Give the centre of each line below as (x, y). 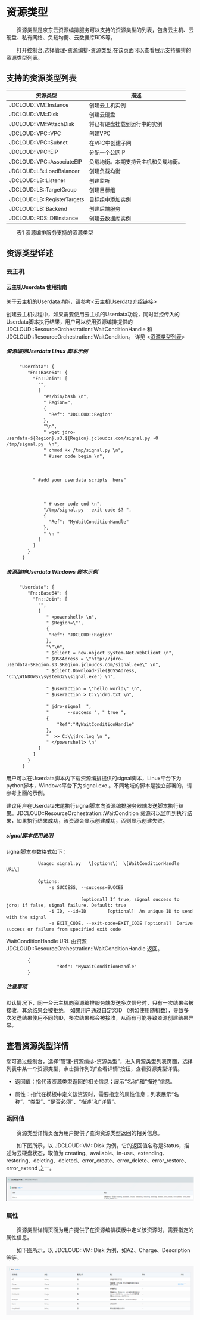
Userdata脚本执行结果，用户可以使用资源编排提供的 (69, 321)
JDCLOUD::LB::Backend (38, 208)
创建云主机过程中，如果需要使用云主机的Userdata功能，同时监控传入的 (93, 314)
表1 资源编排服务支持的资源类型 (55, 233)
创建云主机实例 (107, 105)
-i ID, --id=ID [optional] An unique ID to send (121, 912)
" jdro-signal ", (69, 707)
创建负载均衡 (105, 171)
